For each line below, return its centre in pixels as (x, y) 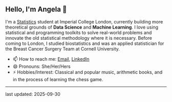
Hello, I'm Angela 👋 (36, 9)
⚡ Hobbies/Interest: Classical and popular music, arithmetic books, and (88, 72)
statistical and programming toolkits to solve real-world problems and (79, 32)
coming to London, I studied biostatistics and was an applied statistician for (85, 43)
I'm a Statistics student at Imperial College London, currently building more (84, 21)
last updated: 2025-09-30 (33, 94)
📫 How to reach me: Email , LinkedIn (51, 59)
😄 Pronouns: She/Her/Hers (41, 66)
